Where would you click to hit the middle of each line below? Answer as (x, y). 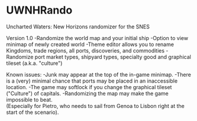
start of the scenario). (33, 112)
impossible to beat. (29, 99)
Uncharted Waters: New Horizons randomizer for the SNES (78, 27)
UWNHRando (39, 10)
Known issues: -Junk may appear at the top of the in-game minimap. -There (98, 74)
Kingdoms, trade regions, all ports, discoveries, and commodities (85, 50)
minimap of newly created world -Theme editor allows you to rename (90, 44)
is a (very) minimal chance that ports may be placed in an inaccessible (92, 81)
